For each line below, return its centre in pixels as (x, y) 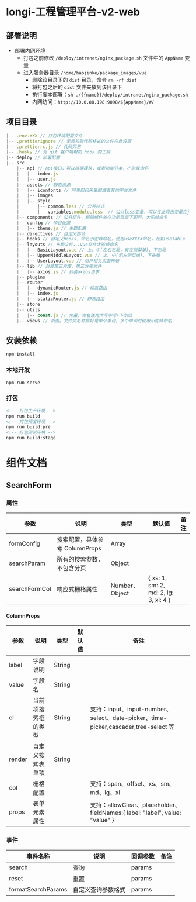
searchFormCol (30, 588)
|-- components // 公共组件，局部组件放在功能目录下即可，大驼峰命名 (92, 217)
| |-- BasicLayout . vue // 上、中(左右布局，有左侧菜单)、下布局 (91, 250)
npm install (20, 354)
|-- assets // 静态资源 (44, 185)
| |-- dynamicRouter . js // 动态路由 (62, 288)
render (18, 759)
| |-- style (34, 201)
